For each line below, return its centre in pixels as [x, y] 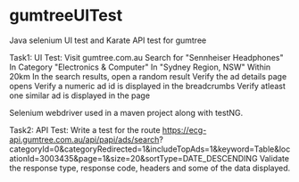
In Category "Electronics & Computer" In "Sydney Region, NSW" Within [140, 67]
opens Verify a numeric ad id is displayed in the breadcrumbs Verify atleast [147, 86]
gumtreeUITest [66, 16]
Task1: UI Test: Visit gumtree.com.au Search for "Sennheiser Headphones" [146, 57]
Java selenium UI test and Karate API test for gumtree [108, 40]
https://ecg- [184, 129]
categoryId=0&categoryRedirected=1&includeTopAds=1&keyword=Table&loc [150, 149]
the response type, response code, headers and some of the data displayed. [150, 168]
